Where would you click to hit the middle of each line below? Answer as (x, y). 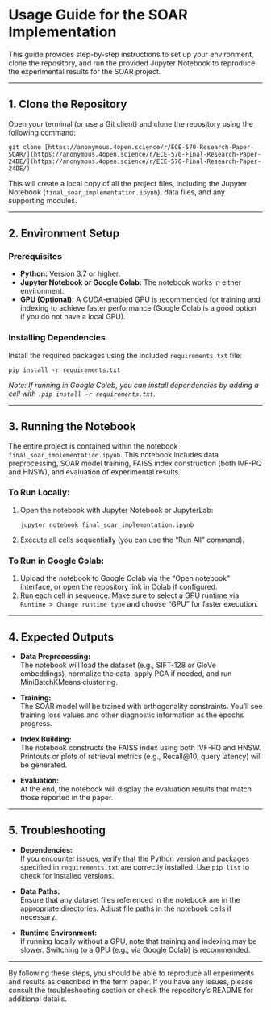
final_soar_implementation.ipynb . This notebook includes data (114, 454)
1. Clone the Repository (68, 104)
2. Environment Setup (64, 234)
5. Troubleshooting (57, 831)
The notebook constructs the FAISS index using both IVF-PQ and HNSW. (140, 747)
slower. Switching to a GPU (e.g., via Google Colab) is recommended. (135, 949)
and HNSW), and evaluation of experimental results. (95, 472)
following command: (42, 132)
